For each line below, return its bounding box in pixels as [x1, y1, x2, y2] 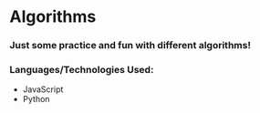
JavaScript [22, 84, 64, 95]
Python [22, 94, 50, 105]
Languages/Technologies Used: [9, 64, 154, 77]
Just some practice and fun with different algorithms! [9, 39, 251, 52]
